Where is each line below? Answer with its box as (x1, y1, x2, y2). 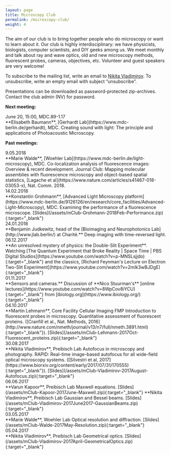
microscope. (5, 210, 32, 216)
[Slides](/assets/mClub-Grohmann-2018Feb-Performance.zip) (32, 210, 163, 216)
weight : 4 (5, 22, 27, 27)
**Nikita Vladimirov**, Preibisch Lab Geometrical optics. (5, 433, 124, 439)
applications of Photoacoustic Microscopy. (5, 130, 95, 136)
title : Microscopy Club (5, 12, 56, 17)
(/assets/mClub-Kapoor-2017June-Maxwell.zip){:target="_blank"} (5, 389, 143, 396)
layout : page (5, 7, 33, 13)
